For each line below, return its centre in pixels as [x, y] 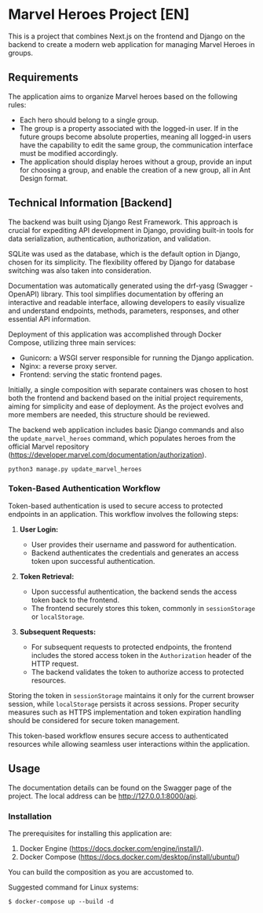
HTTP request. [55, 664]
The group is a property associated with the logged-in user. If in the [129, 128]
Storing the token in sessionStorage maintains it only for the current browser [131, 695]
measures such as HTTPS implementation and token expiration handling [125, 712]
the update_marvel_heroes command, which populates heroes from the [122, 438]
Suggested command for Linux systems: [73, 887]
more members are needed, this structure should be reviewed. [109, 414]
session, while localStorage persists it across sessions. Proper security [124, 704]
